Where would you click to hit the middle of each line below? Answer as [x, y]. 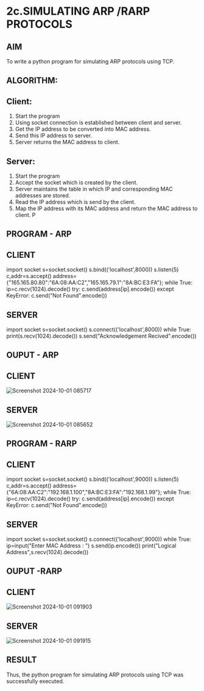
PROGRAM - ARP [39, 234]
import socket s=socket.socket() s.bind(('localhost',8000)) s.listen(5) [93, 269]
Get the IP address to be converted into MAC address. [83, 129]
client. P [25, 215]
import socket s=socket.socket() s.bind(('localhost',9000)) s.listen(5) [93, 479]
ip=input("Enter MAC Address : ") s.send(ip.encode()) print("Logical [91, 546]
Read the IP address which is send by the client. [75, 202]
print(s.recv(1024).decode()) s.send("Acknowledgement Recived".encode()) [101, 336]
